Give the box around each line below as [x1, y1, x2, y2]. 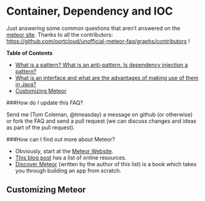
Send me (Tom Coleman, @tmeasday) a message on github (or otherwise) [6, 111, 193, 118]
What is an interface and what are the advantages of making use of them [15, 74, 199, 81]
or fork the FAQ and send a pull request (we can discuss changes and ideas [6, 117, 196, 125]
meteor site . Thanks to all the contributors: [6, 31, 113, 38]
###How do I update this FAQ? [6, 99, 84, 106]
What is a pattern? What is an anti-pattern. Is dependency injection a [15, 61, 188, 68]
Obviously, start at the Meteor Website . [15, 147, 114, 155]
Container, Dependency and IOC [6, 4, 173, 18]
